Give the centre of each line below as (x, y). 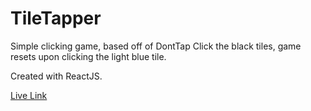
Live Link (29, 95)
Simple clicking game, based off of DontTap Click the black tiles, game (156, 46)
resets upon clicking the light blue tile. (88, 56)
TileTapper (56, 18)
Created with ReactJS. (56, 76)
